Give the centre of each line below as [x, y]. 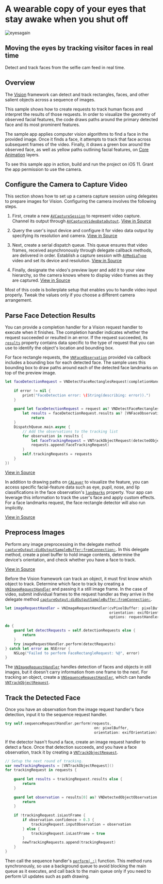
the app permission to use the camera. [44, 169]
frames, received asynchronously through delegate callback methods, [82, 250]
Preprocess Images [35, 532]
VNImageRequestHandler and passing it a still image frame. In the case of [76, 589]
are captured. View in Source [41, 280]
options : [118, 617]
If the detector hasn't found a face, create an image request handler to [75, 742]
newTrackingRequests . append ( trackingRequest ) [69, 843]
